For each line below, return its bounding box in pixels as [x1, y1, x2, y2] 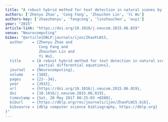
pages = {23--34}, [9, 77, 57, 82]
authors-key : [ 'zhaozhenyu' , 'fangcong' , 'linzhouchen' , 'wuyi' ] [5, 16, 144, 21]
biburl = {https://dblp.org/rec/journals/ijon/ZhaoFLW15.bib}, [9, 100, 151, 105]
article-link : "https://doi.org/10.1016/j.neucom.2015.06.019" [5, 26, 140, 31]
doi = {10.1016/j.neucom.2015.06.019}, [9, 91, 106, 96]
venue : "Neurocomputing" [5, 30, 57, 35]
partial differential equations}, [38, 63, 111, 68]
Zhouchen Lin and [38, 49, 75, 54]
